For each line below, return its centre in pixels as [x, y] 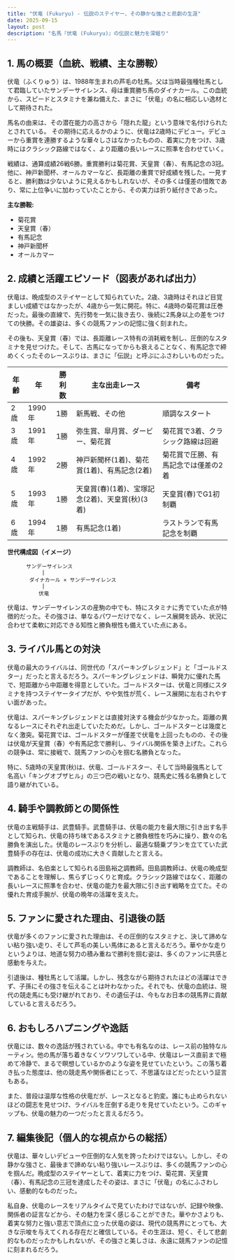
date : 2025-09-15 [33, 20]
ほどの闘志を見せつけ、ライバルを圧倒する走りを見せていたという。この [111, 1105]
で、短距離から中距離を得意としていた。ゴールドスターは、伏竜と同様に [111, 685]
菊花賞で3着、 [186, 431]
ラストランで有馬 [190, 523]
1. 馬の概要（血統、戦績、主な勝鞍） [85, 63]
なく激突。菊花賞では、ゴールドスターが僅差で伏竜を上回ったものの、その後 [117, 735]
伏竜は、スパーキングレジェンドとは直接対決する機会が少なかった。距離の [114, 717]
